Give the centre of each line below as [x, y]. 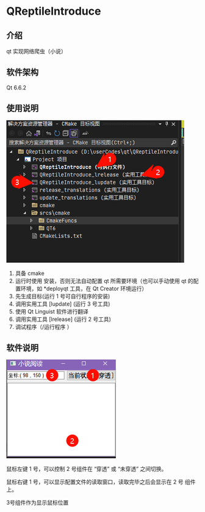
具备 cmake [30, 273]
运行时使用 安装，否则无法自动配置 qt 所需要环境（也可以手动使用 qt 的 [104, 280]
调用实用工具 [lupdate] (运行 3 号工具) [63, 304]
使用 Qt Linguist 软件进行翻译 [52, 311]
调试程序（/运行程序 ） [44, 326]
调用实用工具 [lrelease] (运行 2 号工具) [63, 319]
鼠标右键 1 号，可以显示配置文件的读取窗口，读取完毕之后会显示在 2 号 [95, 482]
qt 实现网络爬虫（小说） [37, 51]
